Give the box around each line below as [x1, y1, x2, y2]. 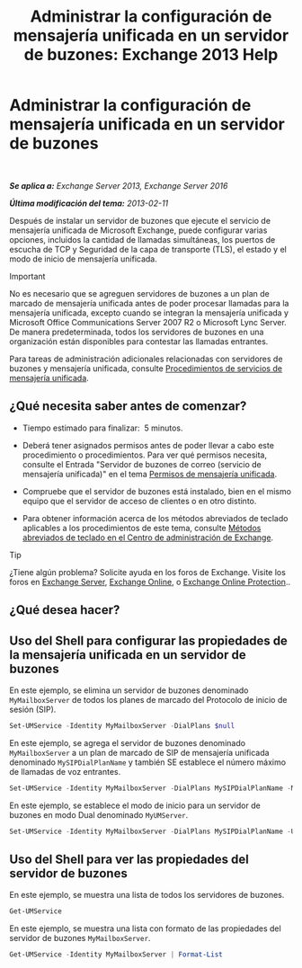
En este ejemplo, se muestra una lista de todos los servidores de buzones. [9, 890, 285, 901]
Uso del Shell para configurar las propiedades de [9, 633, 288, 648]
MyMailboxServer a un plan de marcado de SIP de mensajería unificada [9, 747, 270, 758]
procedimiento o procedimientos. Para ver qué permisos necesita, [22, 449, 268, 460]
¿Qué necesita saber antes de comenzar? [9, 398, 247, 414]
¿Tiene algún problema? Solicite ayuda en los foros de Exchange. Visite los [9, 566, 286, 577]
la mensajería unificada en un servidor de [9, 647, 246, 662]
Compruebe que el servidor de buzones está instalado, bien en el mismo [22, 485, 292, 496]
